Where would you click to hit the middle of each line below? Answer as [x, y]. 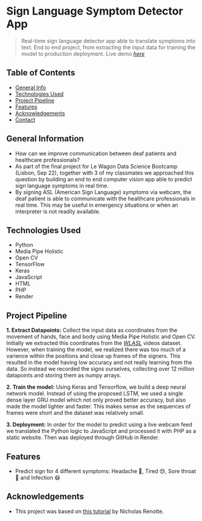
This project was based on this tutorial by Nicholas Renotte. [89, 511]
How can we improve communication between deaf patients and [96, 153]
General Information [45, 139]
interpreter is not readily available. [58, 211]
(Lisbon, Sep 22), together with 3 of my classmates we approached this [104, 173]
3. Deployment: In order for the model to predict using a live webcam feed [99, 425]
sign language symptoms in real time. [62, 186]
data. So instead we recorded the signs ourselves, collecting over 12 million [100, 369]
